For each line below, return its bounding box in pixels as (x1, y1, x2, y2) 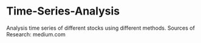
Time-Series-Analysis (6, 4, 120, 18)
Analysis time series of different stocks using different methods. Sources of (6, 24, 196, 31)
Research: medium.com (6, 30, 66, 38)
